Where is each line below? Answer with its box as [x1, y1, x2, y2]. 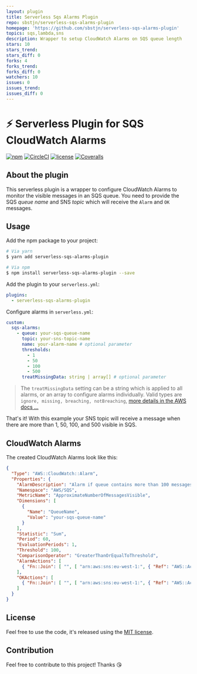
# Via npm [6, 265, 30, 271]
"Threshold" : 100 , [16, 548, 62, 553]
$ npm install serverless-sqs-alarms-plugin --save [6, 270, 135, 276]
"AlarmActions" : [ [16, 558, 62, 564]
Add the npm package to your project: [6, 237, 98, 244]
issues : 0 [6, 80, 30, 86]
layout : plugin [6, 8, 43, 15]
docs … [20, 403, 39, 411]
